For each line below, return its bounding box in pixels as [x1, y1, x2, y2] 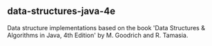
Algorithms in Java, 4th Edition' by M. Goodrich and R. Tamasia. [7, 31, 189, 39]
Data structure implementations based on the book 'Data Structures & [7, 23, 206, 32]
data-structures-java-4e [7, 5, 116, 17]
